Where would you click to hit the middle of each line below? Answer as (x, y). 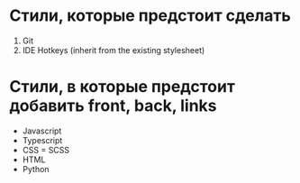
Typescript (42, 140)
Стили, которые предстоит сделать (150, 16)
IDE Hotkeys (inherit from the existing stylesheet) (114, 50)
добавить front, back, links (114, 106)
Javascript (42, 131)
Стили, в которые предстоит (123, 87)
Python (36, 169)
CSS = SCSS (46, 150)
